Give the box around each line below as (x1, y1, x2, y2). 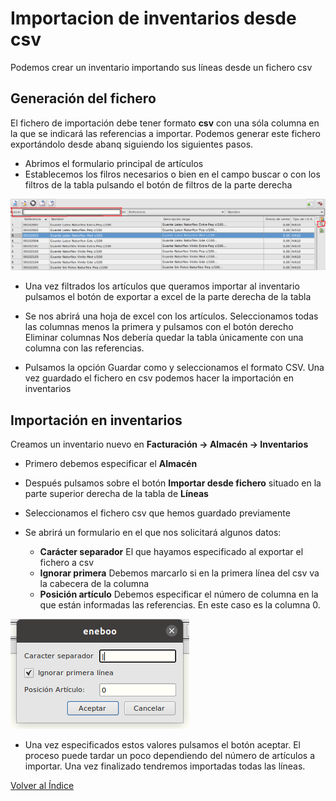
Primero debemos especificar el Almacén (24, 458, 198, 470)
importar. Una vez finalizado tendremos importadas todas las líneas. (24, 760, 306, 772)
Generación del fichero (10, 90, 157, 107)
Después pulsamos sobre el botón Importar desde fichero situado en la (24, 477, 322, 489)
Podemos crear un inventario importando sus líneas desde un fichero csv (10, 61, 313, 73)
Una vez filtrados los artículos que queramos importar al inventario (24, 280, 300, 292)
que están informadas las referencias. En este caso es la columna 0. (39, 599, 321, 611)
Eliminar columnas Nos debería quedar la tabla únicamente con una (24, 332, 304, 344)
